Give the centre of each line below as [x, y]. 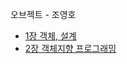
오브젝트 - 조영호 [43, 14]
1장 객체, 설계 [50, 36]
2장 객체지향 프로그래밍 [70, 48]
